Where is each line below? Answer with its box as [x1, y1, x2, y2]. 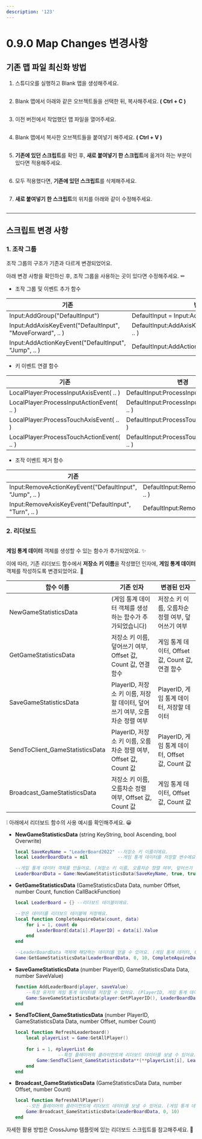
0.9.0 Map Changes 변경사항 [6, 37, 148, 50]
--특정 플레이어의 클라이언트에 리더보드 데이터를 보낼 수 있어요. [58, 1052, 197, 1058]
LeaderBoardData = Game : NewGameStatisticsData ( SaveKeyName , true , [14, 871, 185, 877]
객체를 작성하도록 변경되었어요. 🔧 [6, 567, 84, 574]
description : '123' [6, 8, 55, 15]
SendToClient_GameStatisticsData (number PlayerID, [14, 1012, 149, 1019]
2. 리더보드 [6, 527, 37, 535]
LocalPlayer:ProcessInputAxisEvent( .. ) [9, 388, 121, 397]
